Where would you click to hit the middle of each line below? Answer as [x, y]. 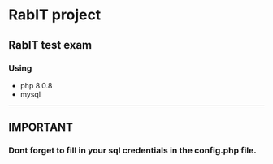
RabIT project [55, 15]
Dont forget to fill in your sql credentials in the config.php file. [133, 150]
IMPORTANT [41, 127]
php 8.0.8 [36, 85]
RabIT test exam [50, 45]
